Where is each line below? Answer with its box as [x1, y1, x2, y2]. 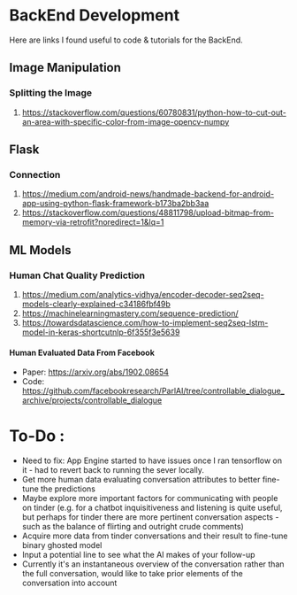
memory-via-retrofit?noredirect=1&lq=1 [21, 217, 164, 228]
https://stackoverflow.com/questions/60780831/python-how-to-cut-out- [21, 107, 287, 118]
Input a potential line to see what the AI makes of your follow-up [21, 550, 255, 560]
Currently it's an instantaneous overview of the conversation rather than [21, 559, 285, 569]
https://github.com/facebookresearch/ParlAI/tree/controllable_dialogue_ [21, 386, 285, 397]
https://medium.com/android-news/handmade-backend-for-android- [21, 189, 275, 199]
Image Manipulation [9, 60, 122, 75]
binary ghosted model [21, 540, 103, 551]
